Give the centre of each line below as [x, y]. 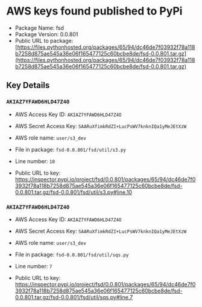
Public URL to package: [44, 40]
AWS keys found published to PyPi [94, 11]
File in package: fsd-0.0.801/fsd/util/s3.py [71, 149]
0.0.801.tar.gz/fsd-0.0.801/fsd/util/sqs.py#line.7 [74, 297]
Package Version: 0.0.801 [46, 34]
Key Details [28, 86]
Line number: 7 [33, 266]
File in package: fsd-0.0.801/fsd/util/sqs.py [72, 254]
